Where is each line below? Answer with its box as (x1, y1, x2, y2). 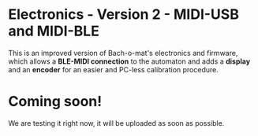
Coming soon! (8, 93, 103, 111)
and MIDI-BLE (8, 22, 100, 40)
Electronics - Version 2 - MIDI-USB (8, 6, 239, 24)
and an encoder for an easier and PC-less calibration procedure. (8, 64, 219, 74)
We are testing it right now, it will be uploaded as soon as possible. (8, 118, 225, 127)
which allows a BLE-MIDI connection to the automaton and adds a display (8, 57, 251, 66)
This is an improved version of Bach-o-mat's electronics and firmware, (8, 48, 238, 57)
